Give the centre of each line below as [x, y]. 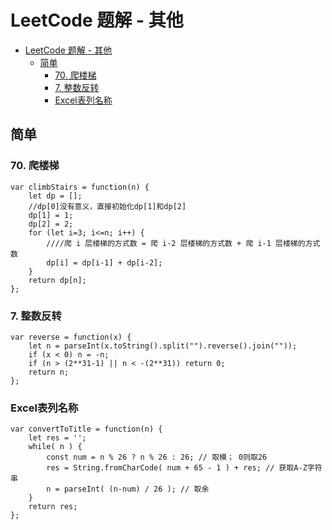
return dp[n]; [57, 280]
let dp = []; [55, 196]
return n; [49, 372]
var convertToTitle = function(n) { [86, 429]
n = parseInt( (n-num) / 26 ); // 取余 [128, 489]
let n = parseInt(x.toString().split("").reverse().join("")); [163, 346]
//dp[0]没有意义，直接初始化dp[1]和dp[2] [107, 206]
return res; [53, 507]
